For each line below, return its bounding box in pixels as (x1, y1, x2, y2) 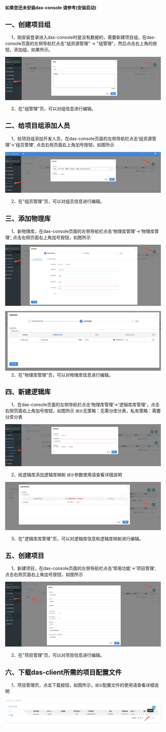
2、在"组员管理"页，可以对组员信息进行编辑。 (11, 198, 105, 205)
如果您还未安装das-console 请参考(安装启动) (5, 4, 97, 10)
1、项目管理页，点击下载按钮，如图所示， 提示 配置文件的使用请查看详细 (11, 682, 155, 688)
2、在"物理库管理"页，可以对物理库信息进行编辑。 (11, 372, 114, 378)
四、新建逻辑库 (5, 388, 51, 396)
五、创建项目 (5, 552, 44, 560)
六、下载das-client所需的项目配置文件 (5, 668, 122, 677)
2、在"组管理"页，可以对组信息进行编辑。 (11, 105, 96, 111)
